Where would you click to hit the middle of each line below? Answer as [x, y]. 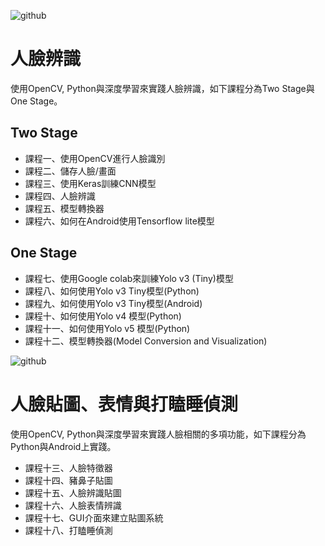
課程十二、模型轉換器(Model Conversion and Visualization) [146, 341]
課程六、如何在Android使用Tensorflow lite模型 [119, 221]
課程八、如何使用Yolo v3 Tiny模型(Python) [112, 291]
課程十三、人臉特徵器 [68, 467]
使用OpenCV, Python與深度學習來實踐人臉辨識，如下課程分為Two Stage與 [162, 88]
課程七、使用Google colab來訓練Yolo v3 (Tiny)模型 [129, 278]
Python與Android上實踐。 [63, 446]
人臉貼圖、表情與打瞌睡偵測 [124, 404]
